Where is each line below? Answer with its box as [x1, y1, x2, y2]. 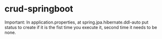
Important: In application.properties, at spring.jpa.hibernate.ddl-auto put [4, 19, 148, 25]
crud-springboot [4, 3, 73, 14]
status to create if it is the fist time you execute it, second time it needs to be [4, 24, 157, 30]
